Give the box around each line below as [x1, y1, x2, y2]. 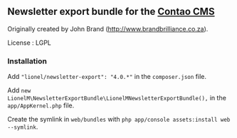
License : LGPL [7, 38, 52, 47]
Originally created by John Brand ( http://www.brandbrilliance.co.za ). [7, 24, 209, 33]
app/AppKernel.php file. [7, 101, 75, 110]
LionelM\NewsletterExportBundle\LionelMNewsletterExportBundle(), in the [7, 94, 226, 102]
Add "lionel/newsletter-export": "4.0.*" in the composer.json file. [7, 73, 206, 81]
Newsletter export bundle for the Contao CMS [7, 6, 215, 18]
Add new [7, 86, 31, 95]
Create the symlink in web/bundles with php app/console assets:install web [7, 115, 231, 124]
